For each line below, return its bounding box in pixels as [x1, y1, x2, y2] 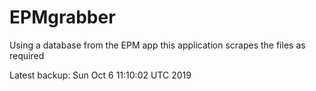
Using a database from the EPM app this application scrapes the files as [9, 39, 306, 51]
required [9, 49, 45, 61]
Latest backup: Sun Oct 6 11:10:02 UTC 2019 [9, 69, 192, 81]
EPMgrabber [9, 6, 116, 29]
